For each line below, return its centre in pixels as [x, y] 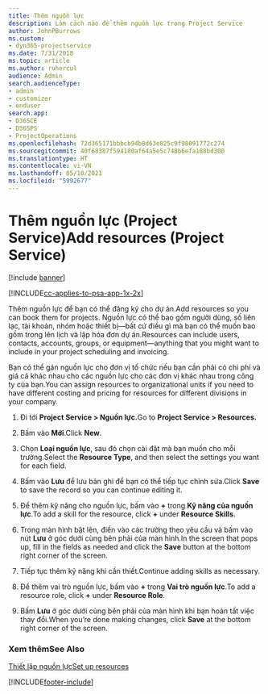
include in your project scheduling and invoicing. [89, 351]
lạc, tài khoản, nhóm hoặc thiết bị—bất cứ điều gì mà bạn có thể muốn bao [132, 326]
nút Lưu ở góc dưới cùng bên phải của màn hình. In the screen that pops [139, 538]
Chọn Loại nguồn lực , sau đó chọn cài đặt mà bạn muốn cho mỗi [128, 448]
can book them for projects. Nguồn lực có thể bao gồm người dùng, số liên [132, 317]
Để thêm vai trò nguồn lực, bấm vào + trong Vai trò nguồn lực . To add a [138, 587]
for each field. [43, 466]
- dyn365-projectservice [50, 46]
